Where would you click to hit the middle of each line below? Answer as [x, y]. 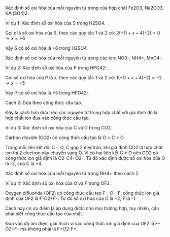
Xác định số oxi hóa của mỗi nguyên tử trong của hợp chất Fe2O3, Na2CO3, [84, 8]
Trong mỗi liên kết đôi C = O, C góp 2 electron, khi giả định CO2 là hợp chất [84, 147]
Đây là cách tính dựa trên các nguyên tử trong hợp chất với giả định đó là [81, 112]
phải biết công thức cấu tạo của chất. [44, 214]
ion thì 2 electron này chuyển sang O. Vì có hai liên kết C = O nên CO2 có [82, 153]
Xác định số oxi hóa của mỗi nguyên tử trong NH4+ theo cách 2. [73, 173]
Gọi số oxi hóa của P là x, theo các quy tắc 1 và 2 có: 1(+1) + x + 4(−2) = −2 [84, 78]
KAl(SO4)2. [17, 13]
